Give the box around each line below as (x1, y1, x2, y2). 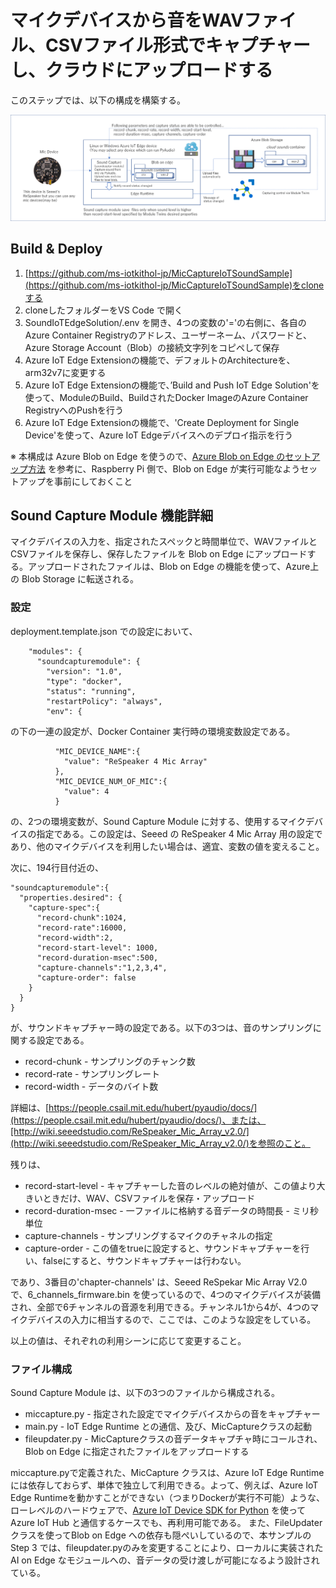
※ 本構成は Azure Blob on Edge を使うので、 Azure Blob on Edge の (10, 450, 286, 462)
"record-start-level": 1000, (36, 942, 159, 953)
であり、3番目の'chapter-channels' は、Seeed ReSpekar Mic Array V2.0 (10, 1276, 308, 1288)
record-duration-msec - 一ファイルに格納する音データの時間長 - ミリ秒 (24, 1204, 319, 1216)
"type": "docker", (46, 676, 123, 686)
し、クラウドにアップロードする (10, 59, 274, 82)
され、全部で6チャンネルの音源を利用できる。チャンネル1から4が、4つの (10, 1301, 311, 1313)
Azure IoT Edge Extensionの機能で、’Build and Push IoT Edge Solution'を (24, 379, 320, 391)
